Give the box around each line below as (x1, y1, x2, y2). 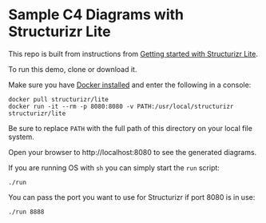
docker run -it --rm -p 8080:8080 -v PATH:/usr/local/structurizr (8, 102, 234, 110)
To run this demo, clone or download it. (8, 64, 137, 74)
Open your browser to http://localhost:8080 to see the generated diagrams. (8, 147, 257, 157)
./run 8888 (8, 208, 45, 216)
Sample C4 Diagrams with (8, 6, 185, 24)
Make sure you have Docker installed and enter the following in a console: (8, 80, 252, 90)
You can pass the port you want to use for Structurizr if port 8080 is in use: (8, 192, 256, 201)
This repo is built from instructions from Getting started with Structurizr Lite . (8, 49, 258, 58)
